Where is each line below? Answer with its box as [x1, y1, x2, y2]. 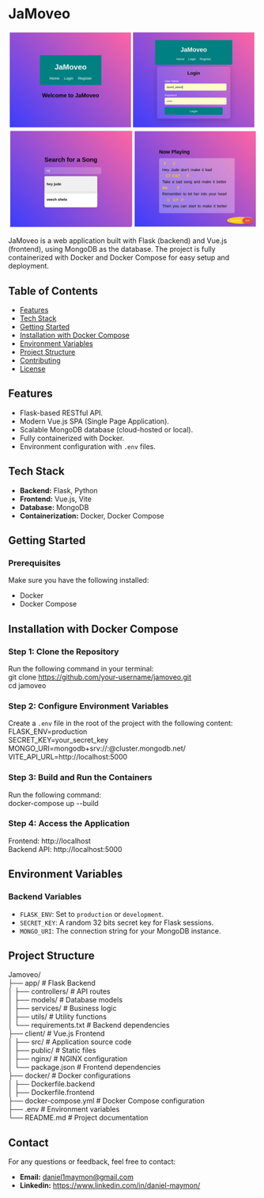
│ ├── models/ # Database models [8, 995, 123, 1005]
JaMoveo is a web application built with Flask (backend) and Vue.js [8, 236, 228, 245]
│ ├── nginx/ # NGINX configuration [8, 1054, 128, 1063]
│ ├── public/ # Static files [8, 1046, 96, 1055]
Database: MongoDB [19, 502, 89, 512]
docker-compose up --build [8, 798, 99, 808]
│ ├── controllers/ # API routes [8, 987, 111, 996]
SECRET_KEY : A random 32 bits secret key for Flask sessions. [19, 918, 214, 927]
